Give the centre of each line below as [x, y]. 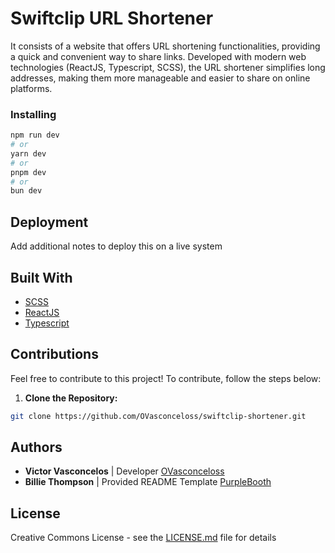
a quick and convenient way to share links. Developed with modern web [158, 56]
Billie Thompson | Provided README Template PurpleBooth [148, 482]
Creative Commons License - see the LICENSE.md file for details [143, 538]
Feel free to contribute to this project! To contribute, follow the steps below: [166, 378]
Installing [33, 114]
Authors [36, 447]
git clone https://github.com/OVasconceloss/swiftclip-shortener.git [158, 416]
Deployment [49, 222]
